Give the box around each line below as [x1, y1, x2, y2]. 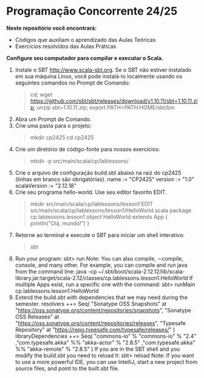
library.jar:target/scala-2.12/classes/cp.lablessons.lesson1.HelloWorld [15, 274, 188, 281]
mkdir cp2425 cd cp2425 [30, 134, 94, 141]
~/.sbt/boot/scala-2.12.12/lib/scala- [98, 267, 185, 275]
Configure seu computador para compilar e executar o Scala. [6, 54, 164, 61]
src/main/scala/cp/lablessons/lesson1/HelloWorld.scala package [30, 207, 192, 214]
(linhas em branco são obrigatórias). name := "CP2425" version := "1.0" [15, 175, 194, 183]
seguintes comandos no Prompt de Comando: [15, 79, 131, 86]
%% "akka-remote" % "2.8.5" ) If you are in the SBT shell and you [15, 345, 180, 352]
